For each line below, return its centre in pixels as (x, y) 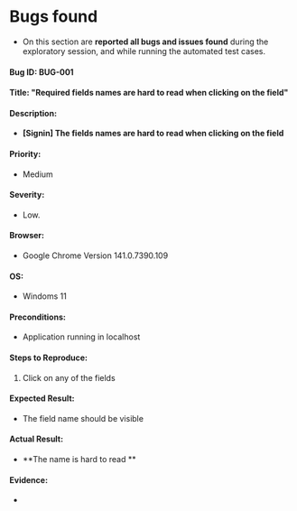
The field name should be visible (83, 418)
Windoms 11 (45, 296)
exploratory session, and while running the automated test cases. (144, 51)
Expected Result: (42, 398)
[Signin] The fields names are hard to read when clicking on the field (153, 134)
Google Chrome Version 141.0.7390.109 (95, 255)
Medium (38, 174)
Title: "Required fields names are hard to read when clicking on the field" (149, 93)
